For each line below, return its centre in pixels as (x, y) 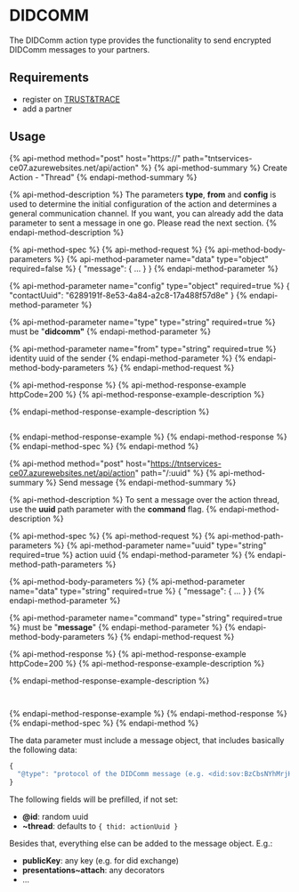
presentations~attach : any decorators (93, 871)
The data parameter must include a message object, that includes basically (147, 740)
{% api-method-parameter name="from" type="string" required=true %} (143, 348)
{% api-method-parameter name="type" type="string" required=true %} (142, 322)
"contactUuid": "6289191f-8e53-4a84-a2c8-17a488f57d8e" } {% (128, 295)
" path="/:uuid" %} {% (176, 472)
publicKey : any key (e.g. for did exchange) (101, 861)
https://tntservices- (186, 463)
